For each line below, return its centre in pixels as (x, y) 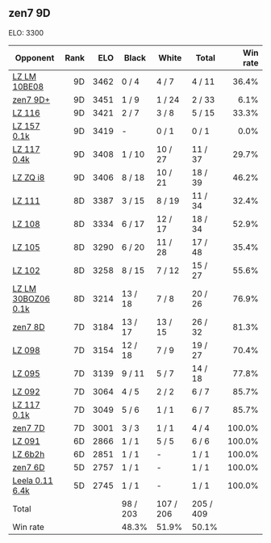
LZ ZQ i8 (29, 177)
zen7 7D (29, 427)
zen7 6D (29, 467)
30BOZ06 (31, 298)
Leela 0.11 (33, 480)
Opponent (35, 57)
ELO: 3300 (26, 32)
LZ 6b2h (29, 454)
